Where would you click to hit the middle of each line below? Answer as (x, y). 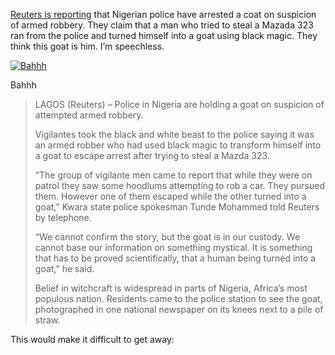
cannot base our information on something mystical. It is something (173, 247)
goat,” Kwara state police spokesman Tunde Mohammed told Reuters (177, 207)
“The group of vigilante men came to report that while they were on (173, 175)
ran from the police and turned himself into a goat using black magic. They (164, 35)
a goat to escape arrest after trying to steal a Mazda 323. (152, 155)
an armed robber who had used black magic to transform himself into (178, 145)
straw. (47, 320)
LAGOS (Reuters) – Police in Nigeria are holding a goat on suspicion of (179, 104)
